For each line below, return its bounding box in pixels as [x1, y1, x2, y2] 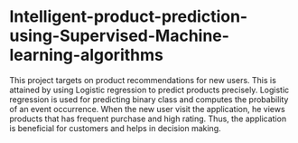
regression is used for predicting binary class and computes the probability [9, 93, 289, 105]
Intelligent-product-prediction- [9, 6, 248, 27]
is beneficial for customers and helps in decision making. [9, 122, 221, 133]
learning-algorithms [9, 45, 164, 65]
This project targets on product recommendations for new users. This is [9, 74, 277, 85]
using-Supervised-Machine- [9, 25, 230, 46]
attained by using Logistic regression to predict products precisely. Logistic [9, 84, 290, 95]
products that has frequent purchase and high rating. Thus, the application [9, 113, 287, 124]
